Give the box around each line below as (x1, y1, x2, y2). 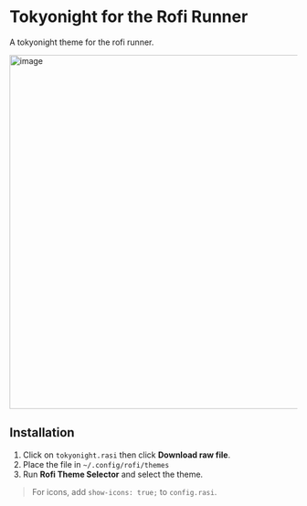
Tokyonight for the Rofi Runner (9, 6, 249, 27)
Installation (9, 425, 75, 440)
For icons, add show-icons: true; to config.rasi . (31, 486, 217, 497)
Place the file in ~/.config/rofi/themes (22, 459, 170, 469)
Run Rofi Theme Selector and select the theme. (22, 469, 204, 480)
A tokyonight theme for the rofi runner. (9, 37, 154, 47)
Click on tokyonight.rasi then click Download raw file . (22, 449, 231, 460)
